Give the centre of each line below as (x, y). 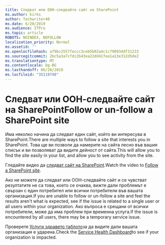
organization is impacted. (31, 237)
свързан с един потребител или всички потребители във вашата (74, 190)
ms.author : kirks (23, 14)
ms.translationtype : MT (30, 61)
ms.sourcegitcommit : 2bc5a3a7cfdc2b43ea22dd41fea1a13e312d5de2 (72, 56)
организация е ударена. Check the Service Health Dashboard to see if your (82, 232)
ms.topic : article (24, 33)
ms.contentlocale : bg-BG (31, 65)
